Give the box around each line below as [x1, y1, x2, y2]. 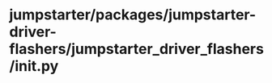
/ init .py [9, 57, 59, 76]
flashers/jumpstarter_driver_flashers [9, 40, 264, 58]
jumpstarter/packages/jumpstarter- [9, 6, 257, 24]
